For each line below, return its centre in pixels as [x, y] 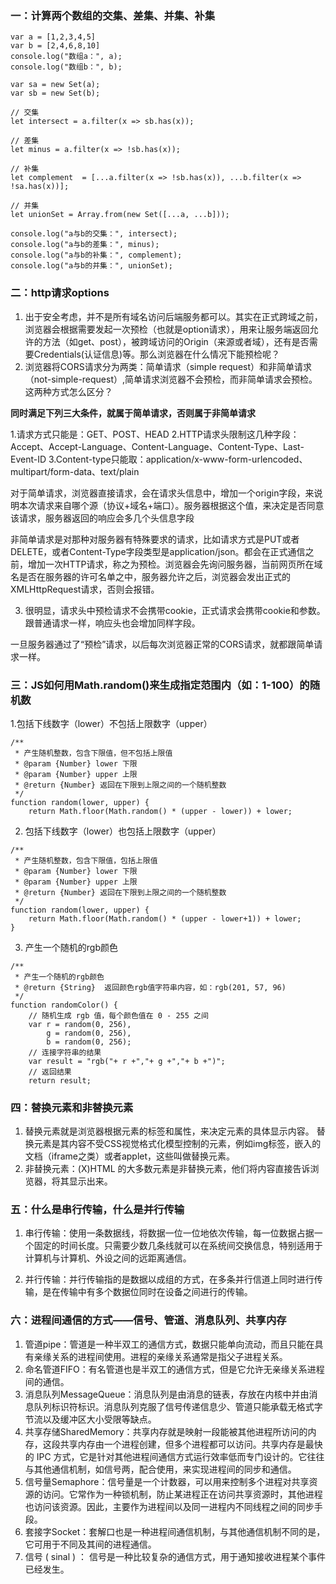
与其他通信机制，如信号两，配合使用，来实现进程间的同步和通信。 [160, 1469]
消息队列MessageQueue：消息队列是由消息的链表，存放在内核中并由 [167, 1394]
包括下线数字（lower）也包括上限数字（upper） [123, 831]
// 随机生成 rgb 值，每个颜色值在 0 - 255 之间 [118, 1015]
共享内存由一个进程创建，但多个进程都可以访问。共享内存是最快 [191, 1444]
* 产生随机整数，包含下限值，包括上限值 [86, 860]
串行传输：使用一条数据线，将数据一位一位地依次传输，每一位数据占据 [169, 1233]
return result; [60, 1080]
